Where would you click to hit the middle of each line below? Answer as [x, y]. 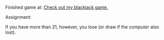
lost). [11, 32]
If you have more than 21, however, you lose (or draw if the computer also [82, 27]
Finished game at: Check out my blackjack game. [57, 7]
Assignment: [18, 17]
